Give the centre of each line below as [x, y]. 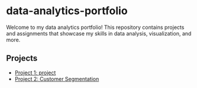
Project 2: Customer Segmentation [57, 79]
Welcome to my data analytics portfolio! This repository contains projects [95, 27]
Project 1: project [35, 73]
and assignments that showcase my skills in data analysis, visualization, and [99, 33]
